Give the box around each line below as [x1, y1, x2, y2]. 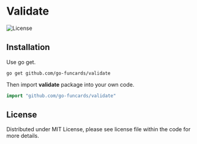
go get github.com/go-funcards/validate [6, 70, 111, 76]
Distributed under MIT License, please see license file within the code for [6, 126, 191, 133]
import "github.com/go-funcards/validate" [6, 93, 116, 99]
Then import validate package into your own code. [6, 81, 135, 88]
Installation [6, 42, 50, 52]
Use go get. [6, 58, 36, 65]
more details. [6, 132, 40, 140]
